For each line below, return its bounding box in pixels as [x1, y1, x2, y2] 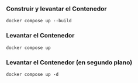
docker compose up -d [6, 71, 59, 77]
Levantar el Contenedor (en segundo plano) [6, 58, 133, 66]
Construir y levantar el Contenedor [6, 5, 107, 13]
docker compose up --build [6, 18, 72, 24]
